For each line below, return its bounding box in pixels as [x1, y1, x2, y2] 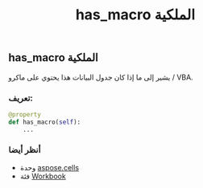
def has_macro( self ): [8, 118, 81, 126]
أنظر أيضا [8, 145, 41, 156]
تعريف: [8, 92, 34, 104]
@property [8, 110, 42, 118]
